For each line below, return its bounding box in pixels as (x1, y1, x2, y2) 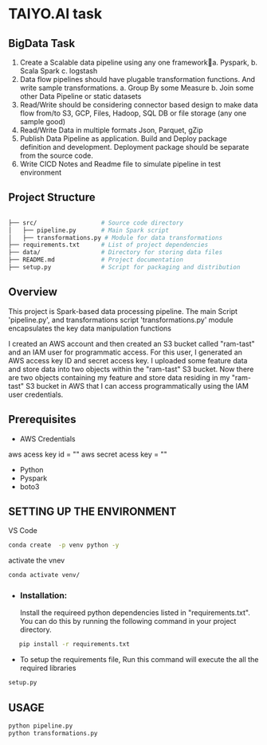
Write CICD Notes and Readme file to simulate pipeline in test (19, 159, 222, 168)
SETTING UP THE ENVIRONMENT (8, 504, 177, 518)
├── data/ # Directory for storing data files (8, 249, 223, 257)
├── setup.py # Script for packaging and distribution (8, 264, 241, 272)
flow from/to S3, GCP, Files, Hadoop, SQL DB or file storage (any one (19, 108, 247, 118)
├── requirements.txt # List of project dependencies (8, 241, 209, 249)
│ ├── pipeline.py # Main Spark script (8, 226, 170, 234)
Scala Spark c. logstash (19, 66, 98, 76)
